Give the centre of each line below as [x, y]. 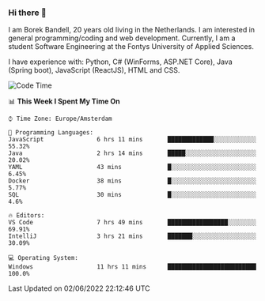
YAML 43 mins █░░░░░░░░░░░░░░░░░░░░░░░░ [132, 167]
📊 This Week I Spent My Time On [64, 101]
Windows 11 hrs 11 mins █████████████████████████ [132, 267]
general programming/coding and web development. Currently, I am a [122, 38]
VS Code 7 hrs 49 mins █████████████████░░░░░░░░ [132, 223]
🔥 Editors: [26, 216]
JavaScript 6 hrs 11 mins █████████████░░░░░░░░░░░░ [132, 140]
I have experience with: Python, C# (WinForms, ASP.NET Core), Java [121, 62]
